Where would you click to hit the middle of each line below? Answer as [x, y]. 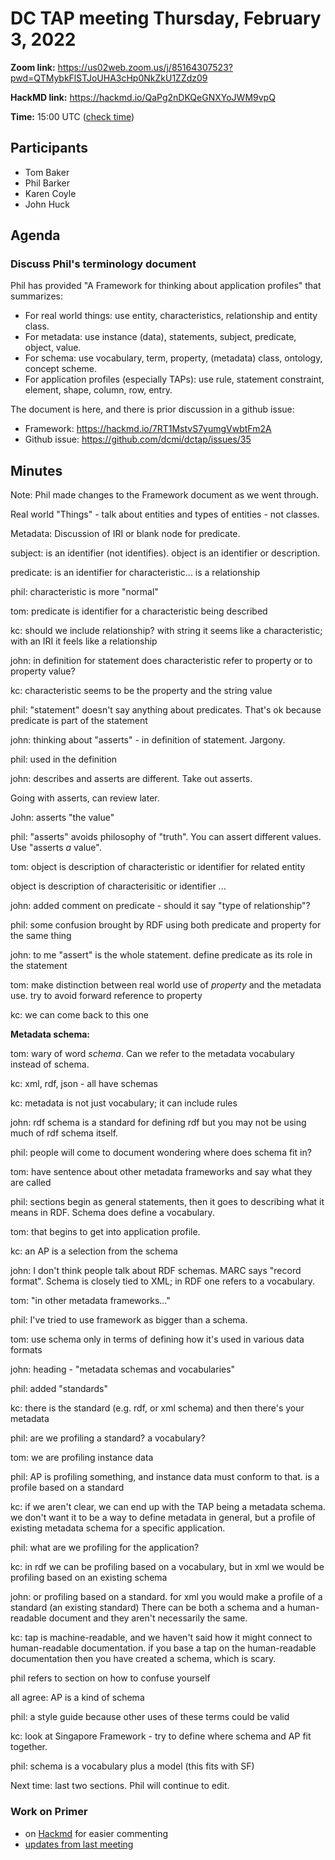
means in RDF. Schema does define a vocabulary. [112, 1213]
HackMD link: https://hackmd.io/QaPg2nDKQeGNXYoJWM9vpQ [143, 97]
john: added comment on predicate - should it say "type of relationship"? [160, 906]
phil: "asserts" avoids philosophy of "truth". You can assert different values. [166, 837]
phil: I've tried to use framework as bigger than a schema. [129, 1320]
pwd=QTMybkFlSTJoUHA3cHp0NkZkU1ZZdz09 [109, 78]
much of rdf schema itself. [64, 1133]
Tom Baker [47, 172]
